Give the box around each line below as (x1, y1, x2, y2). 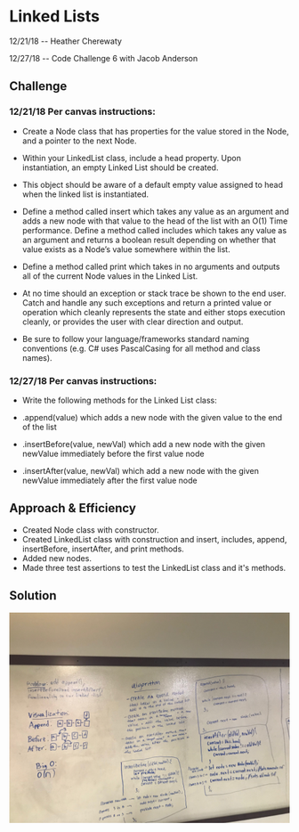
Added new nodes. (21, 552, 92, 563)
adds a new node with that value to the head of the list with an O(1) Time (21, 216, 288, 226)
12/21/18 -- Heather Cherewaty (9, 36, 123, 46)
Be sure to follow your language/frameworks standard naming (21, 333, 250, 344)
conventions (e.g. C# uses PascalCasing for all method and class (21, 343, 261, 354)
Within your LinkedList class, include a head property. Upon (21, 152, 242, 163)
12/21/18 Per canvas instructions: (9, 105, 156, 118)
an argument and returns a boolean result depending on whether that (21, 234, 277, 245)
